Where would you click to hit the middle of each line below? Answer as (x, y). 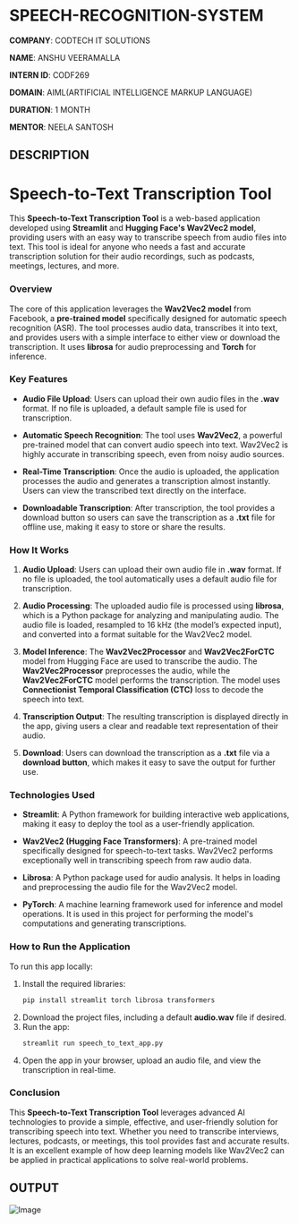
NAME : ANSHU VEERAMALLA (65, 57)
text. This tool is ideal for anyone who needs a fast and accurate (128, 247)
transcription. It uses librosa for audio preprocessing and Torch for (133, 346)
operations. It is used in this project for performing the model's (137, 914)
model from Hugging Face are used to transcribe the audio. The (140, 661)
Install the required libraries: (74, 983)
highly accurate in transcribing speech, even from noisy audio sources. (153, 454)
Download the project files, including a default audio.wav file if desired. (154, 1017)
